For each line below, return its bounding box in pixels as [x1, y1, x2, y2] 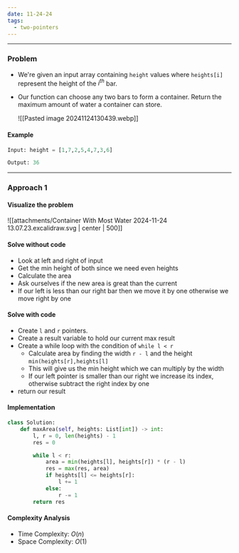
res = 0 [33, 439, 55, 446]
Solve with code [7, 310, 56, 319]
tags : [7, 17, 23, 24]
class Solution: [7, 419, 55, 427]
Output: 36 [7, 159, 40, 166]
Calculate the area [17, 271, 72, 280]
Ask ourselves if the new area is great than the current [17, 279, 178, 288]
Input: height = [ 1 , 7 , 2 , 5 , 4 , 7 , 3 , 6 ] [7, 146, 113, 153]
